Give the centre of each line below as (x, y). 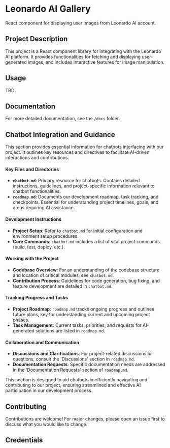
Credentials (24, 440)
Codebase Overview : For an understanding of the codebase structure (86, 270)
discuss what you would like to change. (46, 424)
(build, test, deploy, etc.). (39, 247)
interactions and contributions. (37, 158)
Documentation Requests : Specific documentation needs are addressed (89, 365)
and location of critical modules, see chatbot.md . (63, 275)
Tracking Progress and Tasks (37, 298)
